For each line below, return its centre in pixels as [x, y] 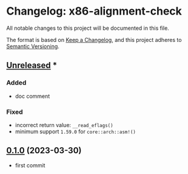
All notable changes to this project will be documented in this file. [88, 28]
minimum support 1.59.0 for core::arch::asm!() [76, 131]
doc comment [32, 96]
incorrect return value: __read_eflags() [64, 125]
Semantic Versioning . [33, 46]
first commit [30, 165]
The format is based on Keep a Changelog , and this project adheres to [94, 40]
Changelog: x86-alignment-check [94, 11]
